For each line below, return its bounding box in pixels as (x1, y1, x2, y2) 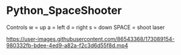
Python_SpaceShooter (6, 4, 122, 18)
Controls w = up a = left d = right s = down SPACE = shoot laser (6, 24, 165, 31)
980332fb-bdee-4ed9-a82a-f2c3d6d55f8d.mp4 (6, 42, 128, 49)
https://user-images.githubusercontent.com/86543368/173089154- (6, 35, 175, 42)
